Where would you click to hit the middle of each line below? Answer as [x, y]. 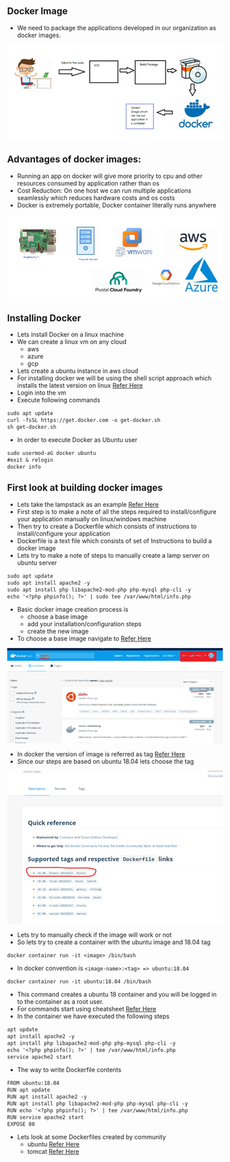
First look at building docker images [85, 488]
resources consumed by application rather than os [88, 183]
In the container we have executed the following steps [93, 1016]
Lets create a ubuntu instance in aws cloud [78, 371]
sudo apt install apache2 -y [49, 583]
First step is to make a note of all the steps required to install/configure [117, 511]
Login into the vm [41, 393]
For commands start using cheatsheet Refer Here [87, 1009]
